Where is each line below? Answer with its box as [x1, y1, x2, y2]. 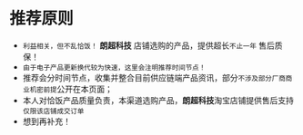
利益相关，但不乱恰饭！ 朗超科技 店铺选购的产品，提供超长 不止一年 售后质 [22, 40, 283, 51]
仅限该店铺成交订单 [22, 106, 85, 116]
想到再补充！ [22, 115, 71, 127]
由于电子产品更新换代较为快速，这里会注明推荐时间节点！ [22, 63, 207, 72]
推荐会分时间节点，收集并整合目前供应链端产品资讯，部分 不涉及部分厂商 [22, 72, 287, 82]
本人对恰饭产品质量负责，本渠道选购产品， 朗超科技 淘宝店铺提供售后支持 [22, 94, 294, 105]
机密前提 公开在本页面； [29, 83, 114, 94]
